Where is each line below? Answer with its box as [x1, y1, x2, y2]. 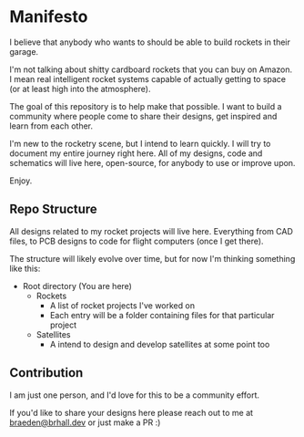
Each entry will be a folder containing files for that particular [49, 309, 275, 320]
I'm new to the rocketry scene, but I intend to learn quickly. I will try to [9, 138, 271, 149]
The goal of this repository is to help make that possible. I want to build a [9, 100, 282, 111]
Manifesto [9, 6, 88, 27]
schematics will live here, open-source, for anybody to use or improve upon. [9, 157, 296, 168]
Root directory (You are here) [22, 280, 132, 291]
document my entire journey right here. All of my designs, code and [9, 148, 263, 159]
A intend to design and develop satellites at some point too [49, 338, 270, 349]
